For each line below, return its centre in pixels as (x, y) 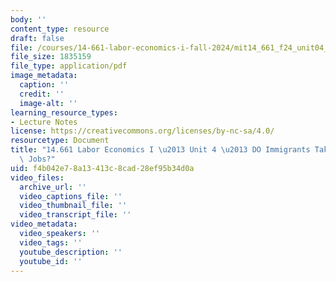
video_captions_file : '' (71, 196)
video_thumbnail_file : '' (73, 206)
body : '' (28, 19)
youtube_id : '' (51, 261)
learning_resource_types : (64, 112)
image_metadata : (44, 76)
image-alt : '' (48, 103)
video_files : (37, 177)
